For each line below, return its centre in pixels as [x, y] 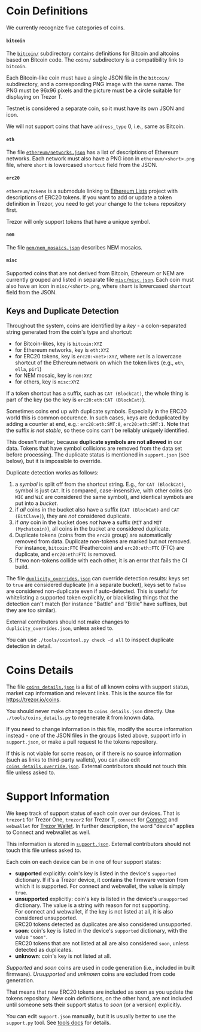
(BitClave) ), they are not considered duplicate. [73, 516]
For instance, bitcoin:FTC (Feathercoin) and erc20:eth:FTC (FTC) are [99, 547]
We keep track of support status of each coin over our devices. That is [93, 813]
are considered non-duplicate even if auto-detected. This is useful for [92, 591]
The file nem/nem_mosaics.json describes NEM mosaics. [74, 247]
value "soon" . [31, 937]
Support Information [58, 796]
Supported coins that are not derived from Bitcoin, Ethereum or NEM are [95, 273]
